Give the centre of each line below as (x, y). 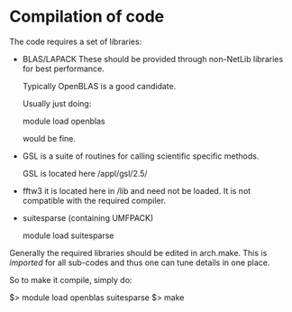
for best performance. (64, 69)
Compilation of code (87, 17)
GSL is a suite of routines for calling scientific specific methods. (141, 156)
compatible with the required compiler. (94, 200)
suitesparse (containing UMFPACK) (88, 217)
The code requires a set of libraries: (76, 41)
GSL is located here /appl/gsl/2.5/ (85, 173)
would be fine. (49, 138)
